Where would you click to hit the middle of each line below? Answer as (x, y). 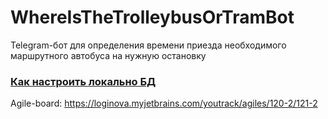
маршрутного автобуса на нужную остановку (108, 55)
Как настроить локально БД (83, 81)
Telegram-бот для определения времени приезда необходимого (148, 45)
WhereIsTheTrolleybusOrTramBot (152, 17)
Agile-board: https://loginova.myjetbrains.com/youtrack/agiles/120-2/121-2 (164, 103)
